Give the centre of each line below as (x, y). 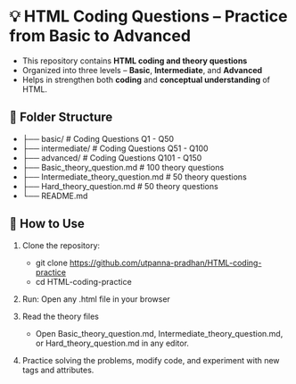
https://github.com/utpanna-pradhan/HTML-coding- (166, 263)
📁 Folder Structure (61, 117)
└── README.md (55, 196)
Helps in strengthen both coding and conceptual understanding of (146, 79)
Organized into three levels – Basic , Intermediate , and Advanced (142, 70)
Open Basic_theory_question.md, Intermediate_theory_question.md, (159, 333)
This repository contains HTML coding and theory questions (135, 61)
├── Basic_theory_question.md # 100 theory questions (123, 167)
